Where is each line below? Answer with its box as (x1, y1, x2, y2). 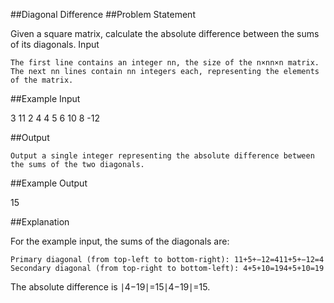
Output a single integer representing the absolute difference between (10, 151, 315, 161)
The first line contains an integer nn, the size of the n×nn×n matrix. (10, 58, 320, 68)
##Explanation (10, 216, 70, 228)
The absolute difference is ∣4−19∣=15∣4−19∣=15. (10, 281, 211, 293)
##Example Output (10, 177, 88, 189)
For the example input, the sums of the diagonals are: (10, 235, 230, 247)
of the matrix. (10, 75, 74, 85)
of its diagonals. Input (10, 39, 100, 50)
